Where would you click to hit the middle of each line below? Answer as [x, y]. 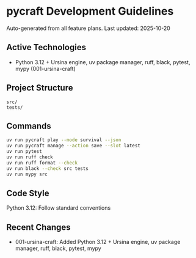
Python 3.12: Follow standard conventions [59, 208]
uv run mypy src [27, 174]
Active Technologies [46, 47]
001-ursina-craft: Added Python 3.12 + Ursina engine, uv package [98, 242]
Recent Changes [39, 227]
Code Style [28, 193]
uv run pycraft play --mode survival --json [64, 140]
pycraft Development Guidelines [90, 11]
